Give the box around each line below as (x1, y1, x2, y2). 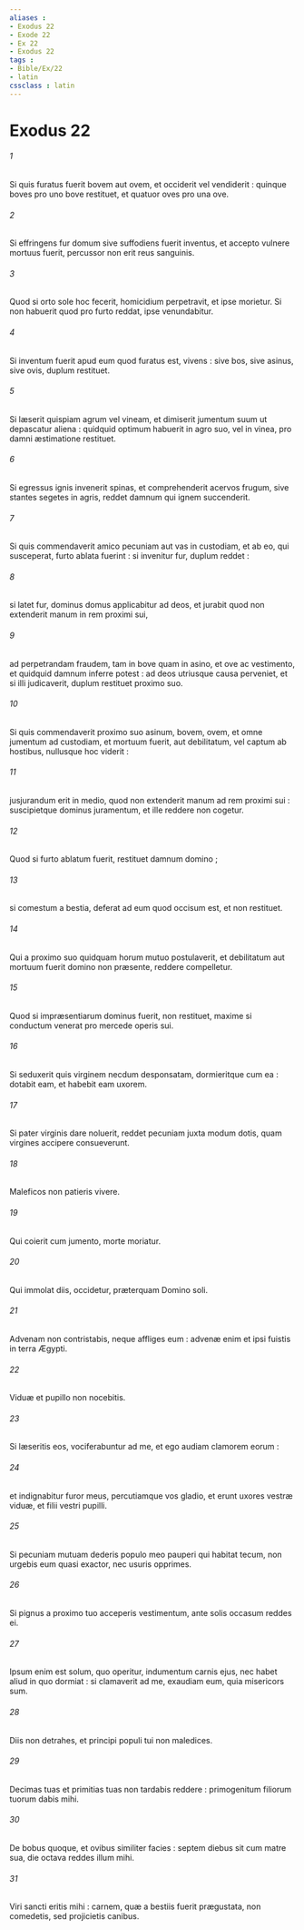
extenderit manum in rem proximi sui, (9, 609, 148, 620)
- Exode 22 (9, 30, 51, 39)
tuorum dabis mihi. (9, 1794, 80, 1804)
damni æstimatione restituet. (9, 433, 116, 444)
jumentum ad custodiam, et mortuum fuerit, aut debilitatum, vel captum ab (9, 736, 288, 747)
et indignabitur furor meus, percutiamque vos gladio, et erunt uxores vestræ (9, 1490, 293, 1501)
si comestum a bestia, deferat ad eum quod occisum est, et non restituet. (9, 903, 283, 914)
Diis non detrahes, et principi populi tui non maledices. (9, 1734, 213, 1745)
